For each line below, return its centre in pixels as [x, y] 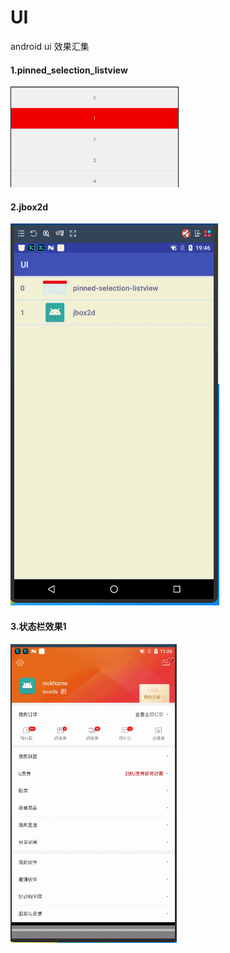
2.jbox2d [29, 207]
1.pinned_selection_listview [69, 70]
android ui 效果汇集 [50, 46]
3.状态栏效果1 [38, 626]
